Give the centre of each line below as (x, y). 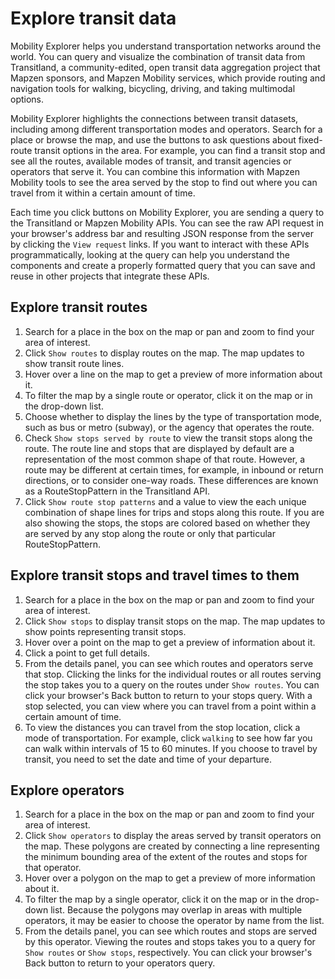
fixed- (310, 139)
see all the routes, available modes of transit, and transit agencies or (151, 161)
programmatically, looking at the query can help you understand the (150, 254)
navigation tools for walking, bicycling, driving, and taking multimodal (153, 88)
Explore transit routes (79, 307)
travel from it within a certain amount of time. (103, 193)
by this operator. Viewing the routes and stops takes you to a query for (170, 942)
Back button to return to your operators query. (120, 963)
